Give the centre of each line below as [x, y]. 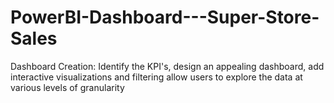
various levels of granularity [67, 87]
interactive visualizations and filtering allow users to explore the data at [156, 77]
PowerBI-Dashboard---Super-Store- [165, 17]
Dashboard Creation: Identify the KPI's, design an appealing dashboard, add [167, 66]
